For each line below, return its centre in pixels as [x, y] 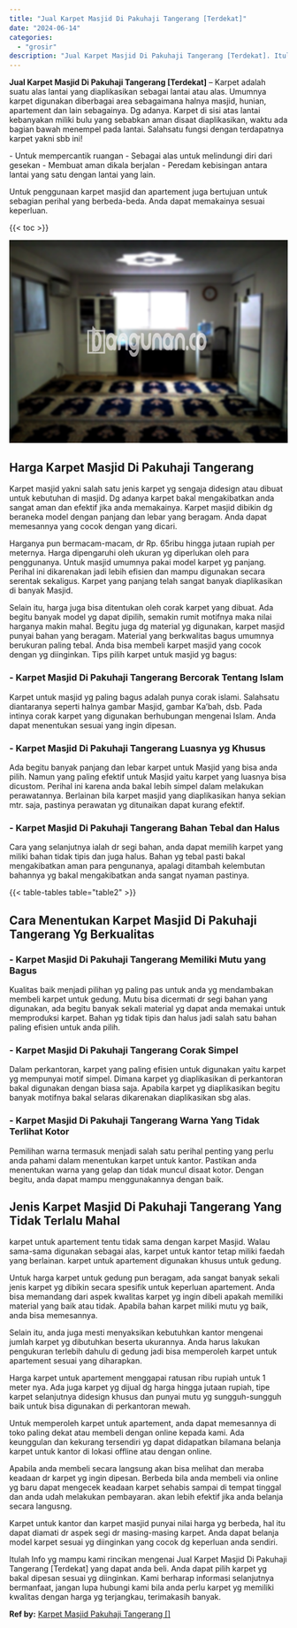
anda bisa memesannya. [53, 1316]
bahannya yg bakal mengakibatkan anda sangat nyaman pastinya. [129, 875]
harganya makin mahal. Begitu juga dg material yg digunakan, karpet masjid [147, 626]
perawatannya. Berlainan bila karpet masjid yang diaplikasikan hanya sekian [147, 795]
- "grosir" [37, 47]
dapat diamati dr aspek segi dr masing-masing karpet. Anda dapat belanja [144, 1533]
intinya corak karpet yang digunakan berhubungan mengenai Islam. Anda [143, 716]
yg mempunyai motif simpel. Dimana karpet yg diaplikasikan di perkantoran [146, 1079]
